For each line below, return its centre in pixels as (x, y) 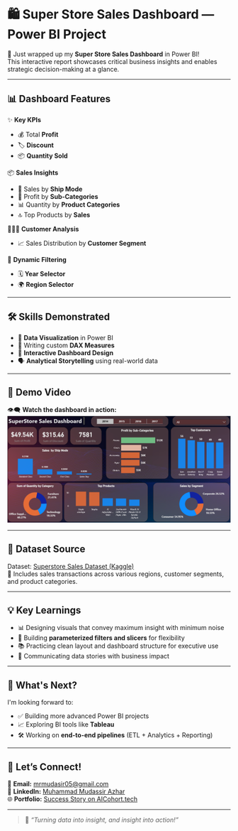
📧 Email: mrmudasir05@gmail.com (58, 784)
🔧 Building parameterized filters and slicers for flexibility (101, 638)
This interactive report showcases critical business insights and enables (112, 61)
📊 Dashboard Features (59, 99)
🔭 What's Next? (42, 685)
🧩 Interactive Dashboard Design (66, 352)
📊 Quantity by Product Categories (69, 205)
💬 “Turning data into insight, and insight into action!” (102, 820)
